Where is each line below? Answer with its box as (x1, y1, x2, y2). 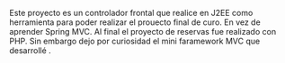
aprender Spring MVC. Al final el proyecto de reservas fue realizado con (9, 27, 277, 36)
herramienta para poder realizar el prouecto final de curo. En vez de (9, 17, 261, 28)
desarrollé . (9, 45, 51, 56)
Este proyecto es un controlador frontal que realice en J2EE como (9, 8, 254, 18)
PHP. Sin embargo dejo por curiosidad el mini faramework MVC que (9, 35, 261, 46)
